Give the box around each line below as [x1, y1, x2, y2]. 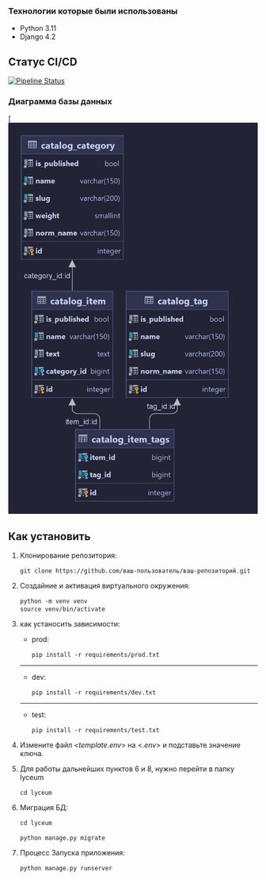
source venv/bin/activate [19, 605, 105, 613]
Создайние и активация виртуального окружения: [19, 581, 190, 591]
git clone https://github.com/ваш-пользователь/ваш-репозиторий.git [19, 567, 251, 575]
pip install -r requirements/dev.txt [31, 689, 157, 697]
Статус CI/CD [8, 55, 78, 68]
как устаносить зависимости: [19, 619, 120, 629]
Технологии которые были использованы [8, 6, 178, 17]
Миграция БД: [19, 803, 69, 812]
